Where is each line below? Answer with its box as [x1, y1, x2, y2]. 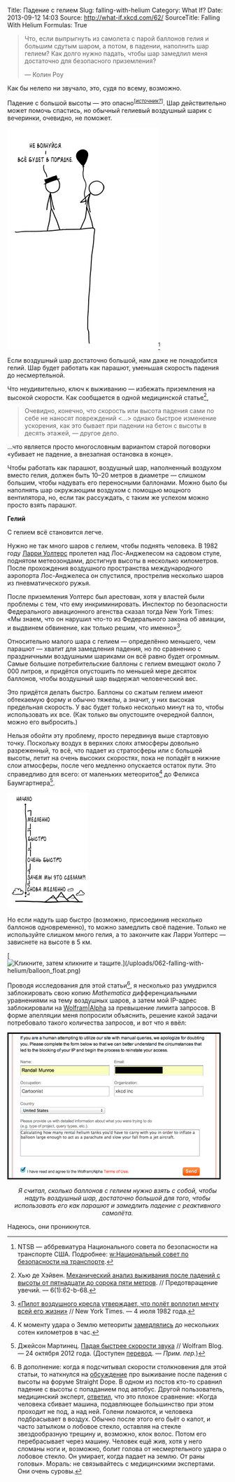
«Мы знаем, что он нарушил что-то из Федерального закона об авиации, [7, 615, 226, 624]
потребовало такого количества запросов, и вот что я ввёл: [7, 1018, 187, 1027]
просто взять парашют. [7, 501, 77, 509]
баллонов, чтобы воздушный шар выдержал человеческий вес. [7, 674, 198, 682]
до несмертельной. [7, 371, 65, 379]
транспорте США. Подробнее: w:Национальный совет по [17, 1250, 189, 1258]
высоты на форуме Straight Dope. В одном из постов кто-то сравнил [17, 1377, 222, 1386]
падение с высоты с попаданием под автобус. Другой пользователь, [17, 1385, 225, 1393]
